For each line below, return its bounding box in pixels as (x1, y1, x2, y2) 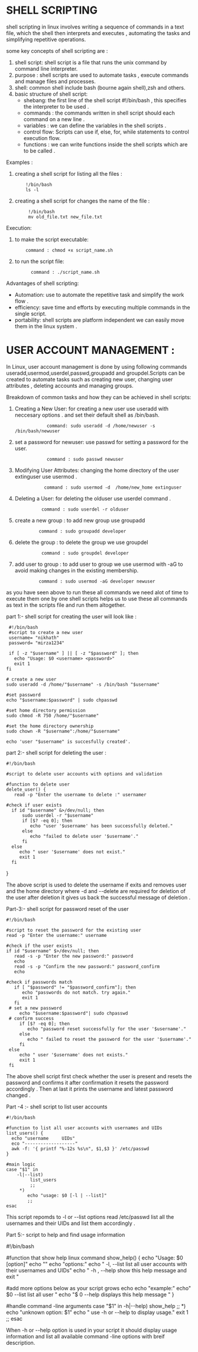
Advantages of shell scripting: (6, 280, 79, 287)
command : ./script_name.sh (30, 269, 100, 275)
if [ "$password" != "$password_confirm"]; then (14, 984, 136, 990)
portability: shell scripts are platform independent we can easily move (14, 316, 184, 324)
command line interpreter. (14, 65, 78, 72)
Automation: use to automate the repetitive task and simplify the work (14, 291, 184, 298)
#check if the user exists (6, 942, 73, 949)
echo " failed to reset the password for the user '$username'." (27, 1036, 192, 1042)
